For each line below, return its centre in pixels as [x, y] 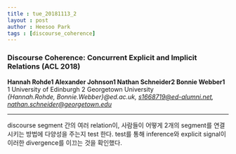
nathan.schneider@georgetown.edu [60, 104]
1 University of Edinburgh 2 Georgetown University [81, 89]
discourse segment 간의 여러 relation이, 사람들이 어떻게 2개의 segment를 [110, 125]
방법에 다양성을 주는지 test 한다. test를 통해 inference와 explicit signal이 [126, 134]
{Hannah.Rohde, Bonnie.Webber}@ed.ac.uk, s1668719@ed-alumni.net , [111, 97]
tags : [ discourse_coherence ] [52, 33]
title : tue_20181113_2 [42, 14]
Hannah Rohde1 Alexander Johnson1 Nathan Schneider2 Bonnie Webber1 [116, 82]
